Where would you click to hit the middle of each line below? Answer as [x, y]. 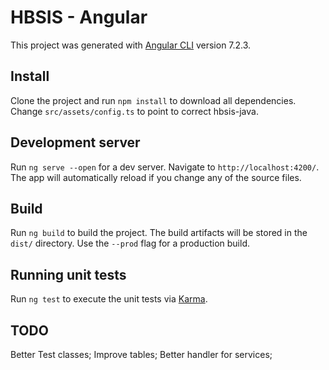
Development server [75, 142]
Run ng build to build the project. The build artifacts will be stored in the [159, 233]
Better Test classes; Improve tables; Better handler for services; [141, 354]
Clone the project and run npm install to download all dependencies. [153, 100]
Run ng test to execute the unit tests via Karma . [109, 299]
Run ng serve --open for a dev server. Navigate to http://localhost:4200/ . [165, 167]
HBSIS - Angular [79, 17]
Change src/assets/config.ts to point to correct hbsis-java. [134, 111]
